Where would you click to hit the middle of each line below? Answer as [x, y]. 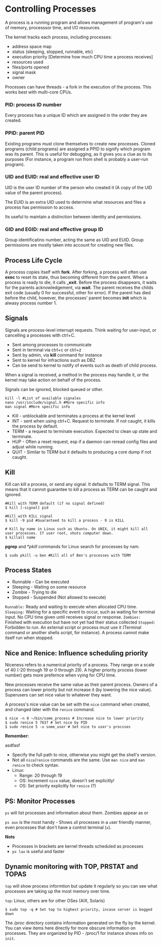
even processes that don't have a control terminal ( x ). [58, 827]
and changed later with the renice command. [50, 710]
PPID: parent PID [25, 133]
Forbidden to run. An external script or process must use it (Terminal [73, 627]
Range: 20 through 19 [41, 776]
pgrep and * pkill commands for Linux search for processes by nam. [73, 546]
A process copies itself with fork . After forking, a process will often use [76, 272]
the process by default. [35, 426]
